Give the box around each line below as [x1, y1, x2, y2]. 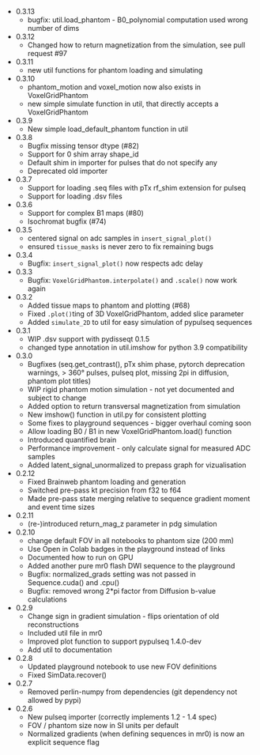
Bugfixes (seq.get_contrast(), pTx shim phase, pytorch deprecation [27, 360, 245, 368]
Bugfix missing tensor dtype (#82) [27, 142, 140, 150]
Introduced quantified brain [27, 435, 117, 444]
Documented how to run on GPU [27, 553, 134, 562]
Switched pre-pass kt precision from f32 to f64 [27, 485, 182, 495]
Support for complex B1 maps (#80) [27, 209, 145, 217]
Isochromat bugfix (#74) [27, 217, 107, 226]
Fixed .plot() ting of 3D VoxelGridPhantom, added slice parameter [27, 309, 244, 319]
